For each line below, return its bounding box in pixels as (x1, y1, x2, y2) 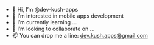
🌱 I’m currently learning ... (12, 19, 77, 26)
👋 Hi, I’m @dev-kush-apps (12, 6, 79, 13)
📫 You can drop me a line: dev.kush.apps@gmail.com (12, 32, 148, 39)
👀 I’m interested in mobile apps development (12, 12, 124, 19)
